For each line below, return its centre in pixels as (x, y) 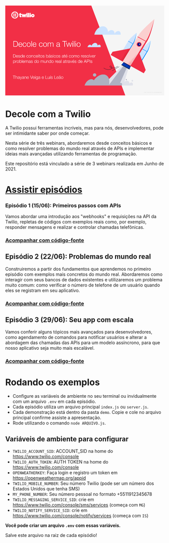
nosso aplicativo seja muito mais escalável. (50, 348)
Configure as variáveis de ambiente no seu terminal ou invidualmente (84, 396)
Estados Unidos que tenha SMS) (46, 489)
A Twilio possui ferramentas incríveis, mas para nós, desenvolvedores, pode (84, 128)
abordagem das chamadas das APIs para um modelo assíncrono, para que (83, 343)
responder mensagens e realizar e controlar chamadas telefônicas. (75, 227)
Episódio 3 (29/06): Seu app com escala (69, 320)
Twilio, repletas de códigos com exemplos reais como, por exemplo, (76, 222)
